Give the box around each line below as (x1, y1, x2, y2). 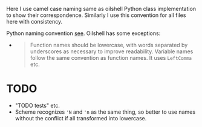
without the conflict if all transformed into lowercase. (15, 114, 147, 122)
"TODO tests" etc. (15, 102, 60, 109)
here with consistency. (6, 18, 62, 25)
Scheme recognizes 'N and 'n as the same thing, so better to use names (15, 108, 195, 116)
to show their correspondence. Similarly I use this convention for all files (6, 11, 186, 19)
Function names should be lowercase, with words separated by (30, 42, 188, 48)
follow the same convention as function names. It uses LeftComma (30, 54, 192, 61)
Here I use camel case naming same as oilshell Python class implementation (6, 5, 197, 12)
